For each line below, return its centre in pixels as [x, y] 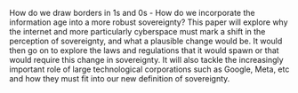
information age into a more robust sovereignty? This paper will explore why [149, 22]
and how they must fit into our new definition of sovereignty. [120, 78]
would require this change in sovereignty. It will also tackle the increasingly [146, 60]
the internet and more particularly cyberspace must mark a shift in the [137, 31]
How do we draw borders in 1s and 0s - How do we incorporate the [132, 13]
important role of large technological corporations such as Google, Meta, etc [149, 69]
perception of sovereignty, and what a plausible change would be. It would [146, 41]
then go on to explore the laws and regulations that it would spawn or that [144, 50]
